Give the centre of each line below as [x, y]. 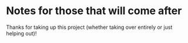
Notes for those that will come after [94, 11]
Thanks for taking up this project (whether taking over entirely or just [89, 27]
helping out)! [21, 33]
